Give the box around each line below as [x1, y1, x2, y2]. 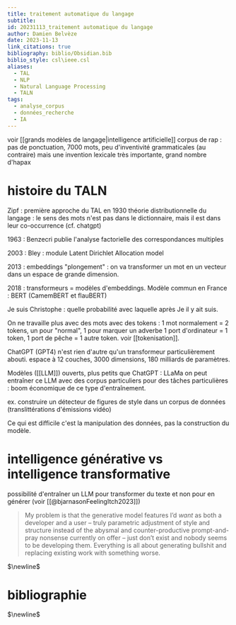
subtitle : [7, 17, 37, 24]
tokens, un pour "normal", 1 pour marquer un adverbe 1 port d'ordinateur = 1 [7, 326, 228, 334]
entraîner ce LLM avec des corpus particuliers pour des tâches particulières [7, 376, 228, 385]
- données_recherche [13, 109, 74, 116]
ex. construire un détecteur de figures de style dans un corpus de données [7, 398, 226, 406]
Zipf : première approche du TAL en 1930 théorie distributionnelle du [7, 206, 207, 215]
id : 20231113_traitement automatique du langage [7, 23, 153, 30]
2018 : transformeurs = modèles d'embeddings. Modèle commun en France [7, 283, 228, 292]
